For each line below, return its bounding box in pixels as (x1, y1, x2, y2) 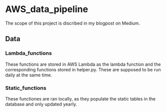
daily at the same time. (5, 72, 52, 78)
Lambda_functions (5, 50, 52, 57)
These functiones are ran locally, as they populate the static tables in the (5, 95, 156, 101)
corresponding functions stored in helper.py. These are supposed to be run (5, 66, 161, 72)
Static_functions (5, 84, 47, 91)
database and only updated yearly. (5, 101, 77, 107)
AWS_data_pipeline (5, 4, 89, 15)
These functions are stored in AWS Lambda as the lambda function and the (5, 61, 161, 67)
